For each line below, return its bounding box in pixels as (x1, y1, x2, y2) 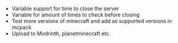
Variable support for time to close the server (11, 5, 120, 12)
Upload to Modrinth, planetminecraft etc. (11, 30, 111, 37)
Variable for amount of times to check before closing (11, 11, 140, 18)
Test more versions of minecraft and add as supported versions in (11, 18, 172, 24)
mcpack (11, 24, 32, 31)
